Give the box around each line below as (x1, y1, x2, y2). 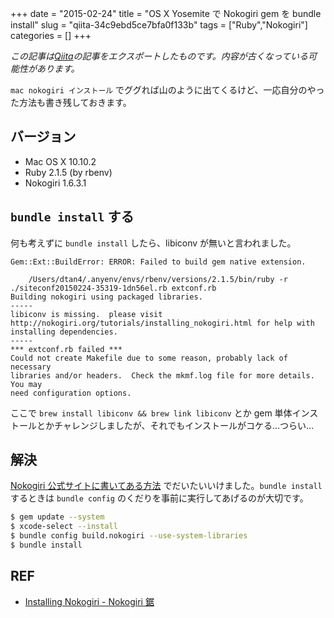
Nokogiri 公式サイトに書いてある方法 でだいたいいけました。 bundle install (10, 480, 323, 492)
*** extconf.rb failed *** (10, 344, 123, 354)
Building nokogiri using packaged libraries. (10, 292, 203, 302)
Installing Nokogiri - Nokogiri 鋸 (24, 595, 155, 607)
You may (10, 379, 43, 389)
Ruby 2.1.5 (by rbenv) (24, 166, 113, 178)
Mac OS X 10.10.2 (24, 155, 97, 167)
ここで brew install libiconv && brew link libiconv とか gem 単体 (10, 407, 293, 419)
